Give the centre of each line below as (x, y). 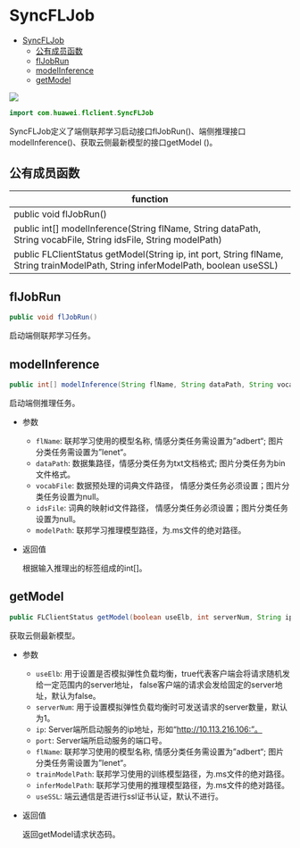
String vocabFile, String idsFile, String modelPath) (118, 239)
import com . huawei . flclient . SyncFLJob (81, 112)
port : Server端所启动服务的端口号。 (101, 740)
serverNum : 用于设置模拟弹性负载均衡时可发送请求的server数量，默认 (162, 707)
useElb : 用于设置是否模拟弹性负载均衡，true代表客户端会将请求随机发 (162, 673)
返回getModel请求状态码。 (71, 834)
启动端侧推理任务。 (45, 403)
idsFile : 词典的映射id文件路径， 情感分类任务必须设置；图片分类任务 (162, 508)
